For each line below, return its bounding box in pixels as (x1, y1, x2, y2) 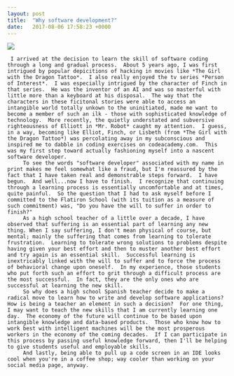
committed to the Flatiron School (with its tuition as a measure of (7, 197, 215, 204)
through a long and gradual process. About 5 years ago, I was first (7, 62, 218, 69)
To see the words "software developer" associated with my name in (22, 160, 224, 167)
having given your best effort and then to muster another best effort (7, 246, 221, 253)
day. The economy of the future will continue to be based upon (7, 313, 202, 320)
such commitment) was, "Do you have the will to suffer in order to (7, 202, 212, 210)
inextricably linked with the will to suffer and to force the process (7, 258, 221, 265)
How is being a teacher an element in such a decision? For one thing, (7, 300, 224, 308)
